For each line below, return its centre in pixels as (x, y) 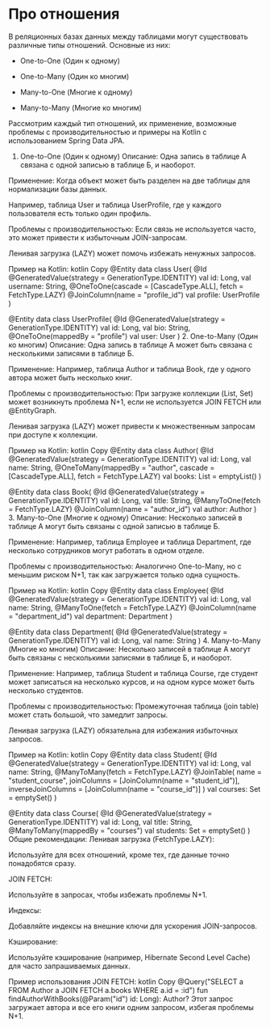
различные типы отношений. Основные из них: (89, 44)
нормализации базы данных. (58, 189)
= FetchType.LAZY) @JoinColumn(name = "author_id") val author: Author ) (133, 509)
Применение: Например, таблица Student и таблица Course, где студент (133, 673)
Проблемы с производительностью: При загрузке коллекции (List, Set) (131, 393)
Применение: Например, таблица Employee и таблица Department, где (130, 542)
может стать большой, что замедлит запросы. (88, 714)
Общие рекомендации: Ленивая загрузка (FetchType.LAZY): (112, 839)
